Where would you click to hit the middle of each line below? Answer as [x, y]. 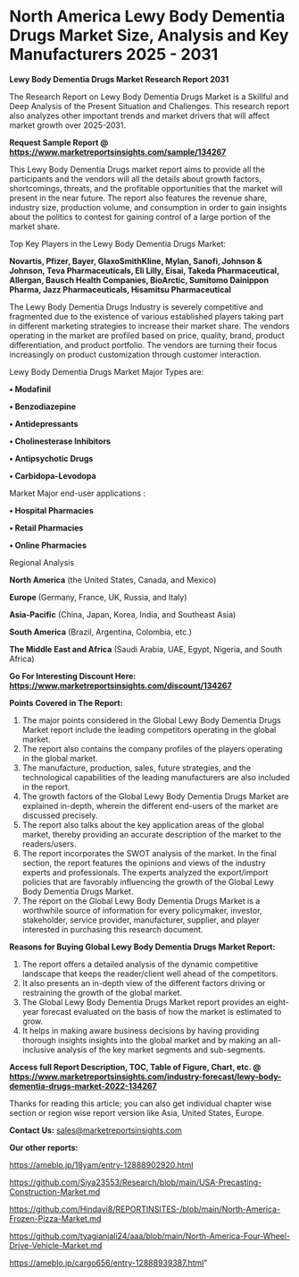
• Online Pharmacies [48, 545]
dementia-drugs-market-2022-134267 [83, 1085]
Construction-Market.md [55, 1191]
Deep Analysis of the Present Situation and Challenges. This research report [149, 106]
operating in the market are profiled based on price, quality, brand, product [147, 335]
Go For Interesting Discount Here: [73, 676]
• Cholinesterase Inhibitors [60, 441]
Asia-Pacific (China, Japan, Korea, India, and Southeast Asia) [123, 614]
